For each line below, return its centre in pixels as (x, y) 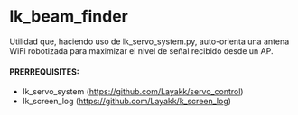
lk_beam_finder (69, 17)
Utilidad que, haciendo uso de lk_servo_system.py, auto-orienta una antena (149, 41)
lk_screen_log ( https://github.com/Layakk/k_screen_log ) (127, 102)
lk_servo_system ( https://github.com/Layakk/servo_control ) (133, 92)
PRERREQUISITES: (44, 71)
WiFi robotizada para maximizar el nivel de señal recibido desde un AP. (141, 50)
